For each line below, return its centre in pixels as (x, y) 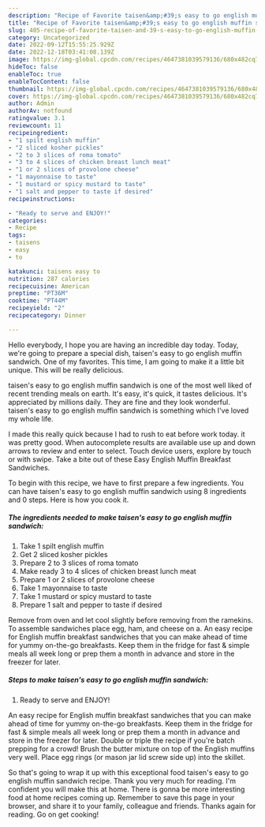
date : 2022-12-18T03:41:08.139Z (61, 52)
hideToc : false (33, 67)
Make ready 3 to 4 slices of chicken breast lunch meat (108, 571)
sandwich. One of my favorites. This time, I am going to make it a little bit (126, 361)
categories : (28, 221)
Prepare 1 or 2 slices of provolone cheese (87, 579)
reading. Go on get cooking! (54, 814)
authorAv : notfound (40, 111)
